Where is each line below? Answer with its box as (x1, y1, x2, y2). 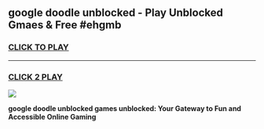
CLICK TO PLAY (8, 42, 69, 53)
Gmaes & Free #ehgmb (8, 19, 122, 32)
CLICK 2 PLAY (8, 71, 63, 82)
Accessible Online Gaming (8, 112, 97, 121)
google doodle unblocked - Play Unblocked (8, 6, 224, 20)
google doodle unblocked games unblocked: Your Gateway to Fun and (8, 103, 242, 113)
